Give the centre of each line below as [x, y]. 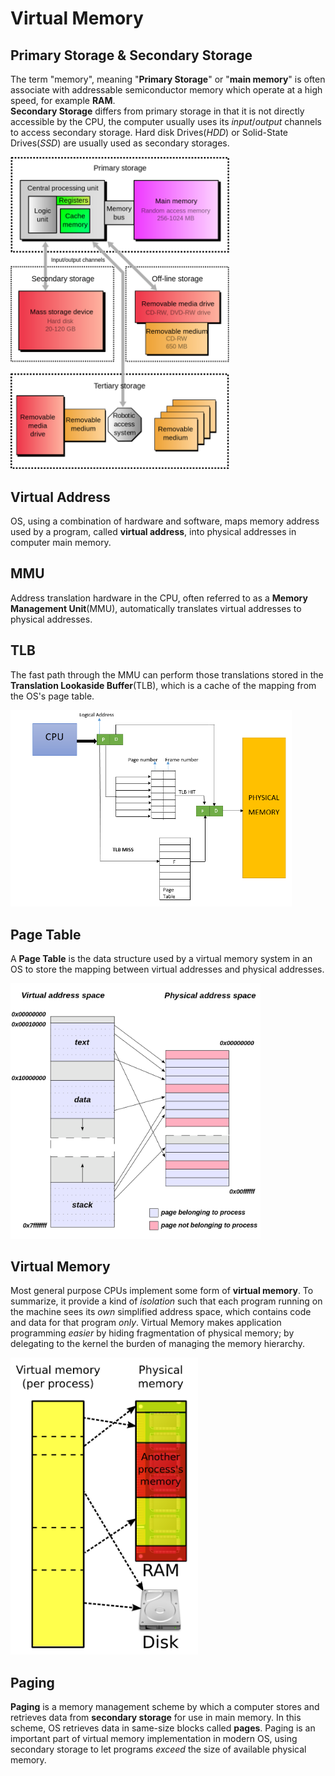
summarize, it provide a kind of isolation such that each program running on [166, 1301]
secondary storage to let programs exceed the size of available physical [158, 1749]
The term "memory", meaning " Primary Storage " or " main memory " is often [168, 79]
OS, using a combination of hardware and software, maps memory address [165, 521]
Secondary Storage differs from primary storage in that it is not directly [157, 111]
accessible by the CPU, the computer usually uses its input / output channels [166, 121]
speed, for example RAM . [63, 100]
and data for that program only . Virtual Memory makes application [146, 1323]
